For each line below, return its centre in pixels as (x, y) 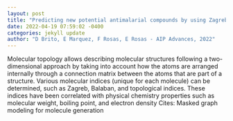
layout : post (26, 13)
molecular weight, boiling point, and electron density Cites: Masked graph (113, 103)
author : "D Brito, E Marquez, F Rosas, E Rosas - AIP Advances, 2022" (111, 39)
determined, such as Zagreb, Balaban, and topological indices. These (106, 89)
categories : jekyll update (46, 33)
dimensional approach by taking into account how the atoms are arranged (113, 66)
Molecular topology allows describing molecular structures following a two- (115, 59)
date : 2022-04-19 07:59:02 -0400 (55, 26)
